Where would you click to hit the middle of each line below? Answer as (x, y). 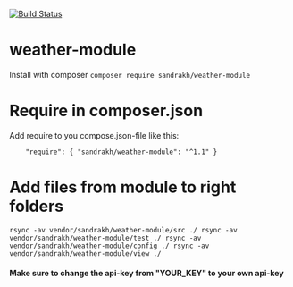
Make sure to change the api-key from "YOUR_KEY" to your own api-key (146, 274)
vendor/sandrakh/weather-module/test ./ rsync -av (105, 238)
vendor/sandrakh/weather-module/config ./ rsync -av (109, 246)
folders (37, 207)
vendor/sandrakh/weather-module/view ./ (86, 253)
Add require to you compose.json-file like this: (94, 135)
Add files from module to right (123, 187)
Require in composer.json (106, 111)
